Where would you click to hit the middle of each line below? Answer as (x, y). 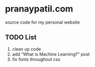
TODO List (21, 37)
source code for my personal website (43, 22)
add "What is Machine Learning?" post (51, 54)
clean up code (27, 49)
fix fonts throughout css (36, 59)
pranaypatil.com (39, 9)
